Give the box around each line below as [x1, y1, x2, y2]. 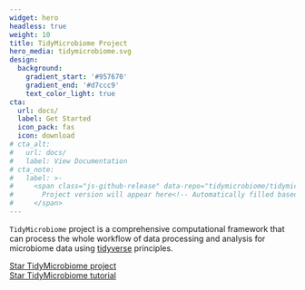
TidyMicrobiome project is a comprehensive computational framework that [9, 223, 285, 234]
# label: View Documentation [9, 156, 128, 166]
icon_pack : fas [17, 123, 75, 132]
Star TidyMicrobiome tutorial [9, 269, 116, 281]
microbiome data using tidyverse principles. [9, 242, 174, 254]
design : [9, 55, 39, 64]
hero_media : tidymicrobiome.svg [9, 47, 132, 56]
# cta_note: [9, 165, 54, 174]
